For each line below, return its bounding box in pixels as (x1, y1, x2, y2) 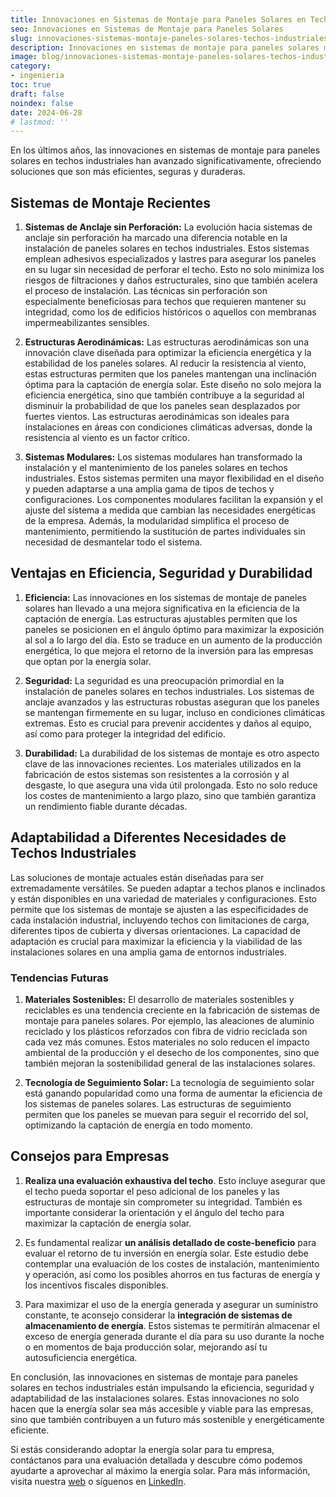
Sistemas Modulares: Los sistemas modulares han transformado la (24, 451, 303, 463)
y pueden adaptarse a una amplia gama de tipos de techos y (24, 483, 275, 495)
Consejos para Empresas (10, 1148, 170, 1165)
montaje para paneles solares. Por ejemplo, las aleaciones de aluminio (24, 1014, 315, 1026)
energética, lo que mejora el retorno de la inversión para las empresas (24, 644, 314, 656)
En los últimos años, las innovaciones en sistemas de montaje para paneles (10, 144, 321, 156)
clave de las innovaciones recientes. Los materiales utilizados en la (24, 757, 302, 770)
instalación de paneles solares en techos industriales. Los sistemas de (24, 685, 315, 697)
